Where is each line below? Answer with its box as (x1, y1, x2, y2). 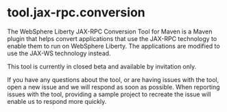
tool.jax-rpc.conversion (7, 5, 145, 20)
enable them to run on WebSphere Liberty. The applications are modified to (7, 42, 221, 50)
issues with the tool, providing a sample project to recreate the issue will (7, 90, 211, 98)
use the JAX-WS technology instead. (7, 49, 111, 57)
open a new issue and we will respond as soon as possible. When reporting (7, 83, 221, 91)
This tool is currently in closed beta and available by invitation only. (7, 62, 197, 70)
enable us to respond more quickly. (7, 97, 107, 105)
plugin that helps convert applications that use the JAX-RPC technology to (7, 34, 217, 42)
